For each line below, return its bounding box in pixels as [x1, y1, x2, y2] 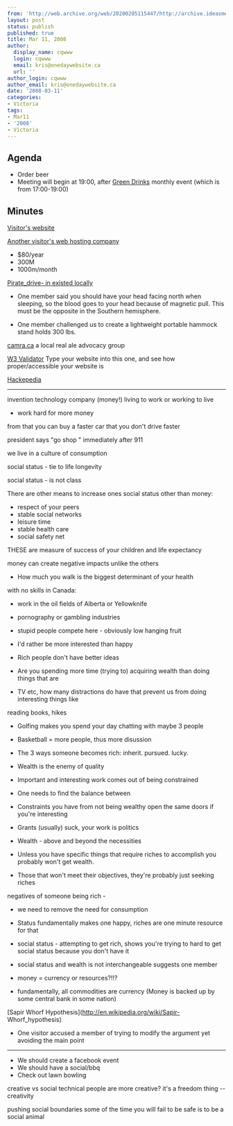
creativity [7, 1092, 35, 1100]
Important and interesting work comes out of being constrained [17, 776, 199, 784]
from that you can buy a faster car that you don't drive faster [7, 423, 180, 430]
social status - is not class [7, 476, 82, 484]
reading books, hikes [7, 708, 67, 717]
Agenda [7, 152, 42, 164]
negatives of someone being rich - [7, 892, 106, 900]
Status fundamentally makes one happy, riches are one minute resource [17, 919, 223, 927]
